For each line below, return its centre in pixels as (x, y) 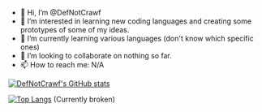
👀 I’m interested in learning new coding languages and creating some (136, 21)
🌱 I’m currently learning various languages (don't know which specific (137, 38)
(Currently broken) (84, 99)
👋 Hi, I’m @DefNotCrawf (60, 13)
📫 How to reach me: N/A (62, 65)
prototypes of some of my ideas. (75, 30)
